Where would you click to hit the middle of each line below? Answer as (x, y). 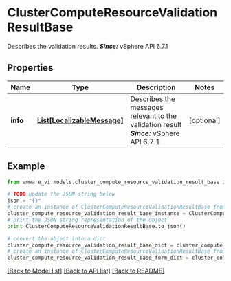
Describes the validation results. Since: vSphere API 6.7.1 (88, 46)
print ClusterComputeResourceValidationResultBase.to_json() (97, 226)
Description (156, 87)
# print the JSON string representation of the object (87, 220)
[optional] (205, 120)
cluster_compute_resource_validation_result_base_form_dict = (98, 258)
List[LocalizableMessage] (80, 120)
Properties (30, 68)
